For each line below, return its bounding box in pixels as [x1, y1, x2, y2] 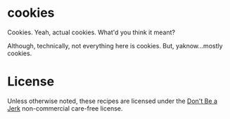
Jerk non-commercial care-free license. [7, 104, 123, 113]
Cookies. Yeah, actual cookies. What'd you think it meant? [7, 28, 176, 36]
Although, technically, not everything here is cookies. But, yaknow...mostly [7, 41, 223, 50]
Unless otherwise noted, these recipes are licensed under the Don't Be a [7, 97, 218, 105]
